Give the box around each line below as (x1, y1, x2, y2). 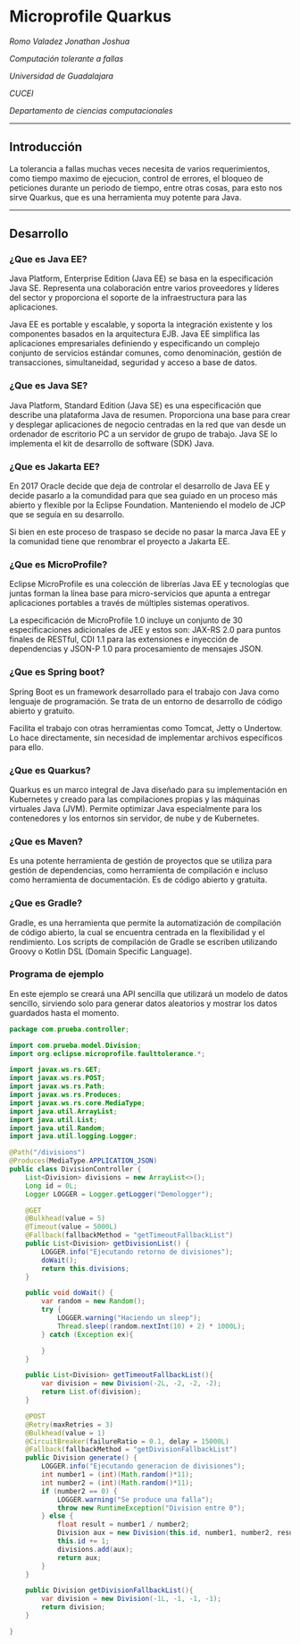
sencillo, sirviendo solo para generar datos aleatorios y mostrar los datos (9, 998, 278, 1009)
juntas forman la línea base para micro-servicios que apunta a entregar (9, 588, 271, 599)
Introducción (9, 140, 83, 155)
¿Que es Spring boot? (9, 666, 105, 678)
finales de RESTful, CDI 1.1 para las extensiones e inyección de (9, 634, 239, 645)
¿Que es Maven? (9, 835, 83, 848)
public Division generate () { (25, 1453, 138, 1462)
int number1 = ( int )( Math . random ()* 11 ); (41, 1470, 194, 1479)
